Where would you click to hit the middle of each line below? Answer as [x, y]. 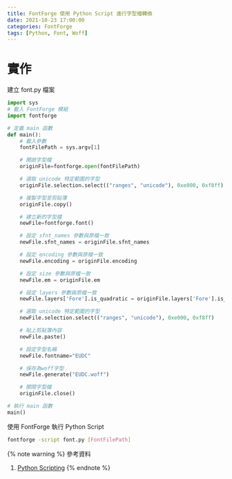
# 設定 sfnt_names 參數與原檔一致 [64, 236]
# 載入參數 [33, 141]
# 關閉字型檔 [36, 387]
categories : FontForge [40, 26]
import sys [23, 103]
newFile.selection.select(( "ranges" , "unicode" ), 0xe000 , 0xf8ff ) [117, 318]
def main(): [24, 135]
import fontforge [32, 116]
